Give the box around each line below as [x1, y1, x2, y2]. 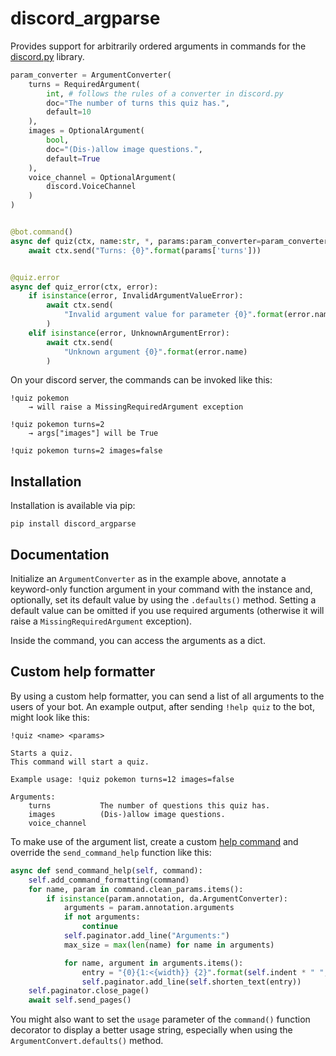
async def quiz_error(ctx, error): [10, 282, 159, 292]
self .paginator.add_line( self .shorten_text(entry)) [81, 977, 302, 987]
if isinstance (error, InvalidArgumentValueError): [28, 291, 244, 301]
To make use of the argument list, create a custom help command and [10, 835, 299, 847]
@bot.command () [10, 227, 74, 237]
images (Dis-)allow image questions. [28, 809, 226, 819]
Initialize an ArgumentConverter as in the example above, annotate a [10, 573, 287, 585]
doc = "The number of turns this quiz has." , [46, 98, 230, 108]
